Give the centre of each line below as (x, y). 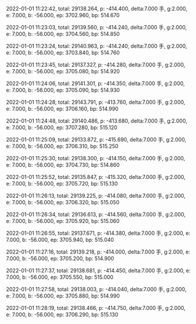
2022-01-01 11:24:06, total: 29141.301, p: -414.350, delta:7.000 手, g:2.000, (96, 83)
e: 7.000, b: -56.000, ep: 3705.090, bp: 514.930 (63, 90)
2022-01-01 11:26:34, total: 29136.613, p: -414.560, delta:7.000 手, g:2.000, (96, 214)
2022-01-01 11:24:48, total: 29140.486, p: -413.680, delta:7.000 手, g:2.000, (97, 121)
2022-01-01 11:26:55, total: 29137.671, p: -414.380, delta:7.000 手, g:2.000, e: (98, 233)
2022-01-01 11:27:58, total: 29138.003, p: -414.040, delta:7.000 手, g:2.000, (96, 289)
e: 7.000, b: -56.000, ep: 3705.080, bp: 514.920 (63, 71)
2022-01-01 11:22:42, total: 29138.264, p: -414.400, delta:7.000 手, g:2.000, (97, 9)
